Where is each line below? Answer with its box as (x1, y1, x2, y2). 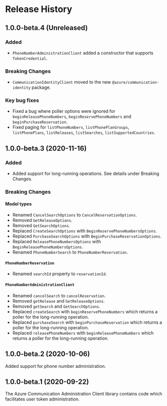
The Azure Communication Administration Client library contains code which (5, 391, 163, 397)
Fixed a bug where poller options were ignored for (12, 108, 116, 114)
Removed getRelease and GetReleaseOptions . (12, 298, 105, 304)
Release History (5, 4, 72, 15)
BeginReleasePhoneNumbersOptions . (12, 244, 83, 250)
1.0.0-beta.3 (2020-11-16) (5, 144, 87, 152)
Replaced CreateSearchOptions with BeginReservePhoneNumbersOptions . (12, 228, 157, 234)
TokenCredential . (12, 55, 48, 61)
